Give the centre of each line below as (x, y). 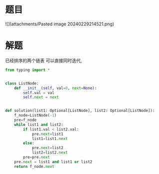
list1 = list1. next (50, 138)
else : (29, 143)
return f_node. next (34, 166)
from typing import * (28, 70)
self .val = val (39, 92)
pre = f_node (25, 120)
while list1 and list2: (39, 124)
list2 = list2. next (50, 152)
